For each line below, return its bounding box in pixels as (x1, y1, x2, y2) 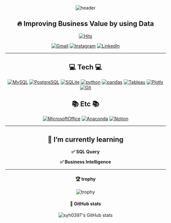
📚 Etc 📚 (71, 100, 100, 109)
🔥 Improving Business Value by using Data (17, 19, 154, 28)
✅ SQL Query (71, 149, 100, 155)
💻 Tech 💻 (69, 63, 102, 72)
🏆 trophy (75, 176, 96, 182)
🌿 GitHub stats (70, 201, 101, 207)
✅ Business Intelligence (60, 159, 111, 165)
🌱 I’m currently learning (47, 135, 124, 144)
